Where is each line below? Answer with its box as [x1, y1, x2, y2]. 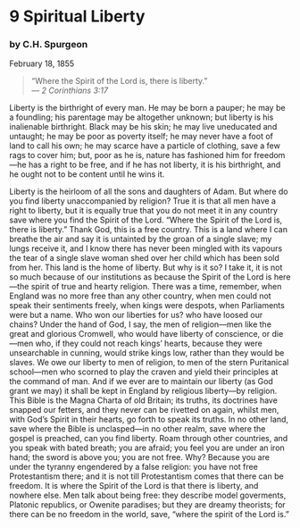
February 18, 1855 [9, 58, 75, 69]
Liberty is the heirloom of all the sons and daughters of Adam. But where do [9, 186, 288, 197]
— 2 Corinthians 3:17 [30, 85, 109, 96]
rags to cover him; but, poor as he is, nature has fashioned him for [9, 150, 253, 161]
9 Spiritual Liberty [9, 6, 146, 27]
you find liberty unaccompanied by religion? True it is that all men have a [9, 196, 277, 206]
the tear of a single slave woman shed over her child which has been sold [9, 253, 279, 264]
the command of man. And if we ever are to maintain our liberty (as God [9, 376, 274, 387]
